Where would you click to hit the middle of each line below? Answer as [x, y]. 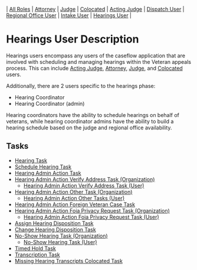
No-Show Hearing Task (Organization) [61, 236]
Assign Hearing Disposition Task [54, 223]
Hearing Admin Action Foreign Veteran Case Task [75, 204]
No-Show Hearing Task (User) [60, 242]
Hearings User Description [73, 39]
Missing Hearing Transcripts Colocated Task [68, 261]
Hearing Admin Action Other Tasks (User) [74, 198]
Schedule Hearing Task [43, 167]
